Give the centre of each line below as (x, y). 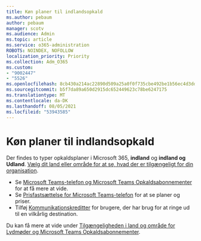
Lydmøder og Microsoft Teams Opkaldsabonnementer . (73, 232)
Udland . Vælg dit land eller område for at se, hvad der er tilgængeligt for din (100, 164)
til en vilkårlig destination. (46, 214)
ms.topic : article (29, 39)
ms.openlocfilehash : (32, 84)
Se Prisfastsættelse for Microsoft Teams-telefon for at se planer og (98, 195)
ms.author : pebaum (29, 17)
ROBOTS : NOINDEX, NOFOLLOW (40, 51)
